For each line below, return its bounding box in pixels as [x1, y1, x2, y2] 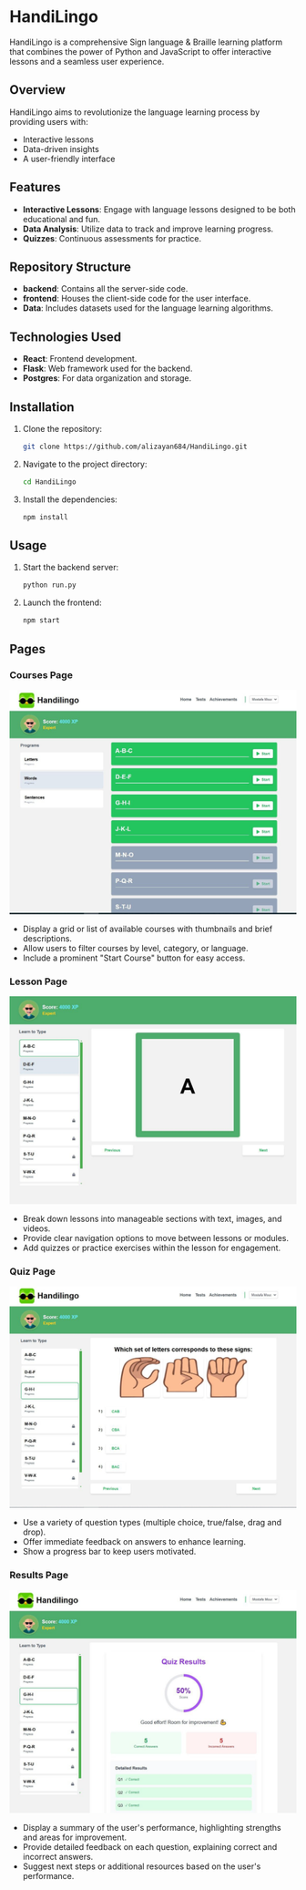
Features [9, 180, 61, 195]
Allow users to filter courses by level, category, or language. [22, 943, 249, 954]
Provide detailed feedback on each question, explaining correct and [22, 1842, 278, 1853]
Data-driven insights [22, 143, 100, 154]
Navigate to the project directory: [22, 458, 148, 469]
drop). [22, 1526, 46, 1537]
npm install [22, 512, 68, 521]
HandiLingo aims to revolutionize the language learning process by [9, 107, 260, 118]
